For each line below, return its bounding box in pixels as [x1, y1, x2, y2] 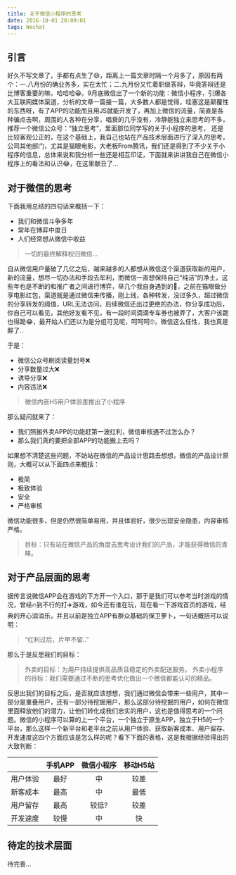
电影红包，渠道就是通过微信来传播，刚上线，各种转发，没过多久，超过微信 [13, 291, 229, 299]
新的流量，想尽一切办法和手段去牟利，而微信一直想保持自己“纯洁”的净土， [7, 273, 223, 282]
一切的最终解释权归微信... [24, 249, 98, 258]
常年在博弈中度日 [17, 226, 67, 234]
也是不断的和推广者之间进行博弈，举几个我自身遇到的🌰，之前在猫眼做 [19, 283, 221, 290]
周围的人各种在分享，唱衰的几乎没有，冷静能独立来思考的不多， [44, 116, 229, 124]
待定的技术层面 [7, 840, 72, 852]
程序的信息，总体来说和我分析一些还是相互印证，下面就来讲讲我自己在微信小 [7, 151, 229, 159]
